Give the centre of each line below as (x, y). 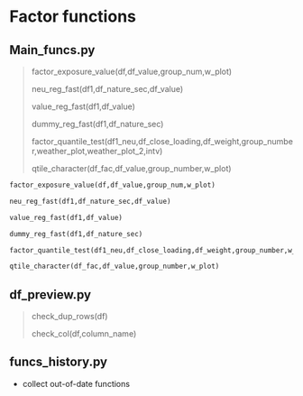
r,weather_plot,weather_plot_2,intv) (97, 151)
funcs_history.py (59, 362)
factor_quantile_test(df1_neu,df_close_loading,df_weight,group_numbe (162, 141)
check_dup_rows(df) (69, 317)
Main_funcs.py (52, 50)
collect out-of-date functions (76, 383)
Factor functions (73, 17)
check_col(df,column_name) (84, 334)
